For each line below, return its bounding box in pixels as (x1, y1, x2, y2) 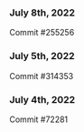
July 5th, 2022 (9, 50, 75, 63)
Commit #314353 (9, 70, 74, 81)
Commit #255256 (9, 27, 75, 38)
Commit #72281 (9, 114, 69, 125)
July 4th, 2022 (9, 93, 76, 106)
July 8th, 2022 (9, 6, 75, 19)
